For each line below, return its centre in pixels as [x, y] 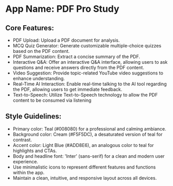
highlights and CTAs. [35, 151]
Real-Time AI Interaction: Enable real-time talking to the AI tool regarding [90, 84]
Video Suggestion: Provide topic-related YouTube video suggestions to [88, 73]
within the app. [29, 172]
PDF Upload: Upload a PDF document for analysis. [66, 40]
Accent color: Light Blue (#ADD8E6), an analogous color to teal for [83, 145]
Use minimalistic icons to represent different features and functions [84, 167]
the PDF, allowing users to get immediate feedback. [67, 89]
